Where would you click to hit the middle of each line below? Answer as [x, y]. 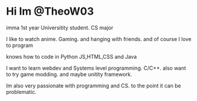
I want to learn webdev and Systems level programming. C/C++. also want [96, 68]
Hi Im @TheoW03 [50, 11]
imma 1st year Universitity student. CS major [60, 28]
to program [20, 45]
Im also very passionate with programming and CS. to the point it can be [94, 85]
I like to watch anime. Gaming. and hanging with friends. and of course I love [99, 39]
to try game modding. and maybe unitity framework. [69, 74]
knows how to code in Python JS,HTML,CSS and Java [71, 56]
